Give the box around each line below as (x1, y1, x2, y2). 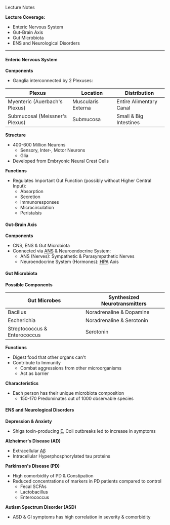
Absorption (20, 189, 44, 195)
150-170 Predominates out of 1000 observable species (20, 395, 134, 401)
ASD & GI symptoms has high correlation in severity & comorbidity (12, 514, 151, 520)
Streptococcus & (8, 325, 48, 332)
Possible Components (5, 281, 53, 288)
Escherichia (8, 317, 36, 324)
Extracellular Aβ (12, 447, 46, 454)
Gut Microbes (27, 296, 61, 304)
